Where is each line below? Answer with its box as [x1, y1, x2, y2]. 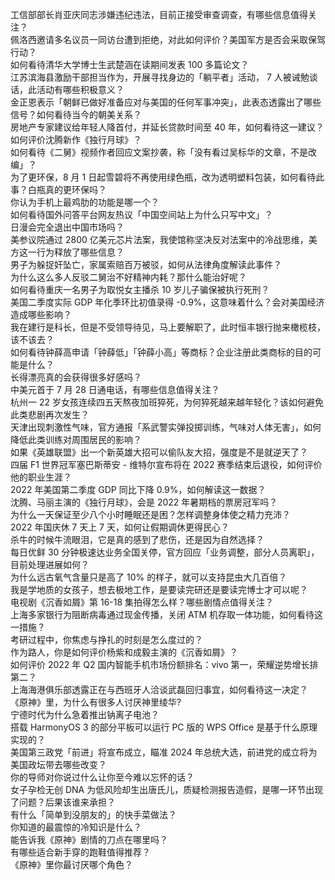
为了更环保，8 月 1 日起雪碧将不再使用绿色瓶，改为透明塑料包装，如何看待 [10, 171, 317, 183]
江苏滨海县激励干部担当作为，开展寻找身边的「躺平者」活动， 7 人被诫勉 [10, 71, 310, 83]
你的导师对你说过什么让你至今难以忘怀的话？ [10, 771, 195, 783]
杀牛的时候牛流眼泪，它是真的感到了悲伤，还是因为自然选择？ [10, 534, 265, 545]
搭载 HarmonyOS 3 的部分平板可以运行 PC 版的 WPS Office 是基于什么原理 [10, 721, 318, 733]
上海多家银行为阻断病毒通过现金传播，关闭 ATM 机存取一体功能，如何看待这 [10, 609, 324, 620]
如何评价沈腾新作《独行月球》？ [10, 134, 142, 145]
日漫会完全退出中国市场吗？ [10, 221, 125, 233]
